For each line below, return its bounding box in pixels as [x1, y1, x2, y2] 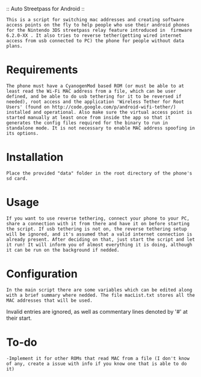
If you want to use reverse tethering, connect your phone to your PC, [6, 215, 190, 222]
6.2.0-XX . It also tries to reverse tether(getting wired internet [6, 33, 182, 39]
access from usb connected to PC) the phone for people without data [6, 38, 185, 44]
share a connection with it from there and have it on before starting [6, 220, 190, 226]
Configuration [6, 267, 78, 281]
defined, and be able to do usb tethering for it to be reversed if [6, 93, 182, 99]
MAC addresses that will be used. [6, 298, 93, 304]
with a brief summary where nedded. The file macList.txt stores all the [6, 292, 196, 298]
